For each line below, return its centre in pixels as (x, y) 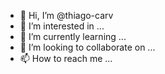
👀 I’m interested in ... (62, 26)
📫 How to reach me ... (66, 58)
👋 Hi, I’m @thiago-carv (66, 15)
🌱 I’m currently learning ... (73, 36)
